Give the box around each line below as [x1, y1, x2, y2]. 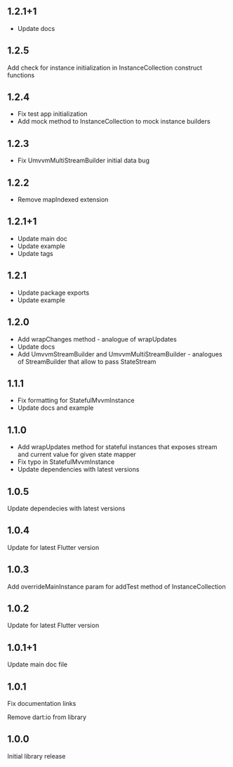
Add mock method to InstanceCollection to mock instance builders [17, 117, 211, 126]
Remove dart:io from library [7, 713, 86, 721]
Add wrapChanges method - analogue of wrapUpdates [17, 335, 177, 343]
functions [7, 70, 35, 79]
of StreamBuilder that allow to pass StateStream [17, 357, 157, 366]
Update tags [17, 249, 54, 257]
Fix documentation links [7, 700, 76, 707]
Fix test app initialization [17, 110, 88, 118]
